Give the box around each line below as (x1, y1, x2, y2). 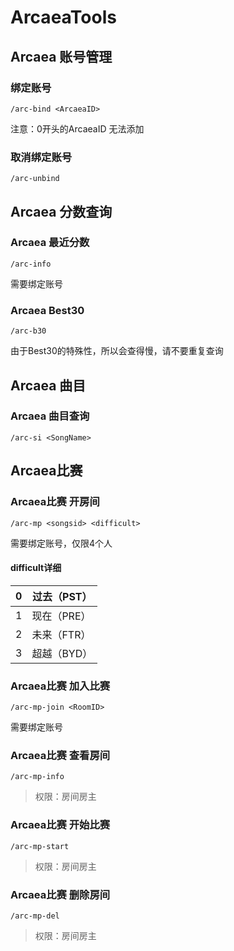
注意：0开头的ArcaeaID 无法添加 (10, 122, 145, 135)
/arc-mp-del (10, 911, 60, 921)
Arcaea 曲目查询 (10, 409, 90, 423)
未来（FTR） (31, 627, 92, 641)
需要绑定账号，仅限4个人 (10, 537, 113, 549)
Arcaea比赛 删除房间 (10, 887, 111, 901)
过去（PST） (32, 589, 93, 603)
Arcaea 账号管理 (10, 48, 113, 65)
